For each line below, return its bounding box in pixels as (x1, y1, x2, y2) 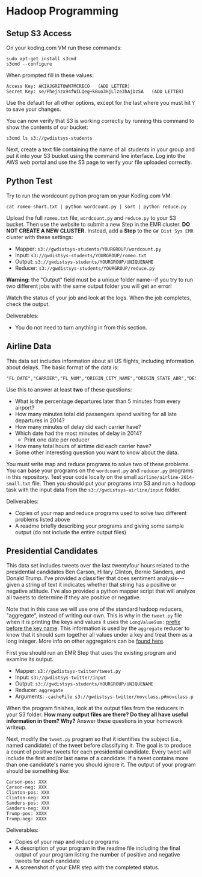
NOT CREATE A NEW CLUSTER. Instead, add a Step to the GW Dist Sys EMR (6, 227, 194, 234)
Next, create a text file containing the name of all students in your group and (6, 146, 195, 153)
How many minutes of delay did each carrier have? (14, 423, 141, 430)
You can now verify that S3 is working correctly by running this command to (6, 117, 195, 124)
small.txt (6, 481, 31, 487)
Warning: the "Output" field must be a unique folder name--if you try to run (6, 276, 194, 283)
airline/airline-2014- (138, 474, 195, 480)
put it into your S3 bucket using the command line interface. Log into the (6, 152, 186, 159)
